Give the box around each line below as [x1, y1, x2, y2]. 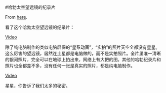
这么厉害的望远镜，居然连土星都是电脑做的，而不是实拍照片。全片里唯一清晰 [5, 51, 161, 56]
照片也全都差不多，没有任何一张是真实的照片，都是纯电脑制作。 [5, 63, 135, 68]
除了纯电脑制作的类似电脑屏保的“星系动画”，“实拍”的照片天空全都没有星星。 [5, 44, 160, 50]
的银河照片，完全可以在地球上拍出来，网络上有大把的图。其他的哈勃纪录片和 [5, 57, 161, 62]
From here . [5, 14, 28, 20]
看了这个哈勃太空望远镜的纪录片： [5, 24, 75, 30]
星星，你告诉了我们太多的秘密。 [5, 83, 70, 89]
